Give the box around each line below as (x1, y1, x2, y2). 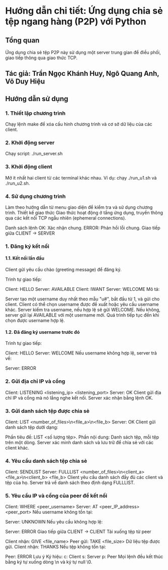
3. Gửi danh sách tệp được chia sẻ (5, 407, 90, 414)
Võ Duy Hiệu (5, 77, 45, 86)
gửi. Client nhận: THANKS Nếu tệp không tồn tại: (5, 544, 106, 550)
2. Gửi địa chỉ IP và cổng (5, 378, 66, 385)
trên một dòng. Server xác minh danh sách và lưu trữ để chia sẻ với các (5, 439, 154, 445)
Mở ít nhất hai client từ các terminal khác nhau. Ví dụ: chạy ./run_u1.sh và (5, 174, 157, 181)
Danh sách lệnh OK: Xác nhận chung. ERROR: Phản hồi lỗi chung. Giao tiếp (5, 225, 160, 231)
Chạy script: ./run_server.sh (5, 151, 63, 157)
